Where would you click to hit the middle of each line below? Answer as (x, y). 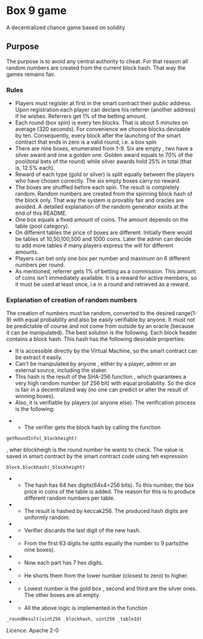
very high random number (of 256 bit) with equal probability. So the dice (105, 383)
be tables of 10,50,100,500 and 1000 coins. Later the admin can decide (103, 239)
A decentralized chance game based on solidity (66, 27)
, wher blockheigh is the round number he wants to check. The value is (95, 450)
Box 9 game (37, 11)
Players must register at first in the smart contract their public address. (103, 103)
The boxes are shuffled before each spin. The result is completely (97, 187)
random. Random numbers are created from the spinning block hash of (104, 194)
